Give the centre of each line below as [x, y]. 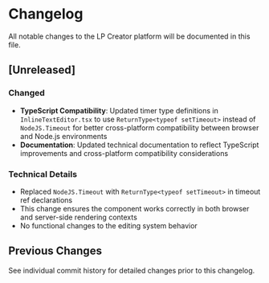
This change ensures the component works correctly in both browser [134, 208]
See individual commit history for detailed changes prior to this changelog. [132, 270]
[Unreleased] [42, 70]
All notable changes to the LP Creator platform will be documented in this [129, 36]
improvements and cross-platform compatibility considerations [124, 153]
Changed [27, 93]
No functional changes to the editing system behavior [109, 225]
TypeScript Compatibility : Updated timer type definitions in [119, 110]
